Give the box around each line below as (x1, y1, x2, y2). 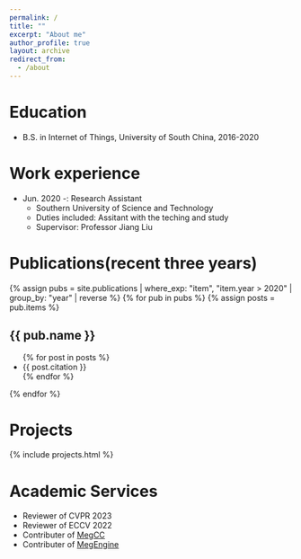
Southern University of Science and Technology (35, 202, 214, 213)
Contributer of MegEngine (22, 539, 120, 550)
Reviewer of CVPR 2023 (22, 510, 112, 521)
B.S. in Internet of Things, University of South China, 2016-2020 (22, 131, 260, 142)
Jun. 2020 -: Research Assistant (22, 192, 142, 203)
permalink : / (9, 13, 58, 22)
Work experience (9, 164, 141, 183)
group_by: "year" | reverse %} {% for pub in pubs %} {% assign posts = (9, 292, 276, 303)
